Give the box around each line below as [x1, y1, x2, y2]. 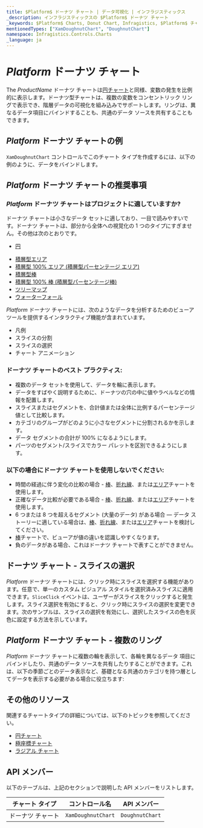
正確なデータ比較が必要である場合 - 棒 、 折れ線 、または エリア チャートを [14, 496, 195, 503]
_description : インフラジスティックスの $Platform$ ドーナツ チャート [6, 15, 169, 21]
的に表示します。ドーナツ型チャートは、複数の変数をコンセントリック [6, 93, 181, 101]
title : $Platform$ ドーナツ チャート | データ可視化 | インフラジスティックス [6, 8, 186, 15]
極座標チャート [14, 740, 53, 747]
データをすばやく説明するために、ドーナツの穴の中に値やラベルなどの [14, 388, 190, 396]
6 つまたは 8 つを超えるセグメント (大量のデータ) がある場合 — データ [14, 511, 190, 518]
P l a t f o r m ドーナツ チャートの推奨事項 [6, 180, 147, 191]
